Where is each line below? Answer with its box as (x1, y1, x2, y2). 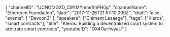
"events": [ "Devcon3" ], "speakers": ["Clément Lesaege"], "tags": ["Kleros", (5, 15, 165, 21)
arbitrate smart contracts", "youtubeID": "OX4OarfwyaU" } (5, 26, 127, 32)
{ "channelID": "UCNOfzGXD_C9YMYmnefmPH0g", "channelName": (5, 5, 147, 10)
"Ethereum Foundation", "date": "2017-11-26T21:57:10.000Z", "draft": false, (5, 10, 161, 16)
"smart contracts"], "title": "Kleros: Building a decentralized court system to (5, 20, 163, 26)
